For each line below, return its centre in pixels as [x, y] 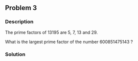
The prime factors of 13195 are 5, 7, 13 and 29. [51, 32]
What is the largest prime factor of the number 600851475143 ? [69, 42]
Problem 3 [21, 8]
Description [19, 22]
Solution [15, 54]
